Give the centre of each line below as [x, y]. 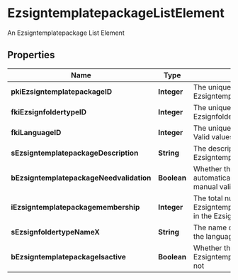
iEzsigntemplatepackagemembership [75, 207]
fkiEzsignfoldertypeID [49, 112]
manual [206, 186]
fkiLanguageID [36, 132]
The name [210, 227]
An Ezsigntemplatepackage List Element [66, 33]
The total [208, 198]
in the [203, 216]
